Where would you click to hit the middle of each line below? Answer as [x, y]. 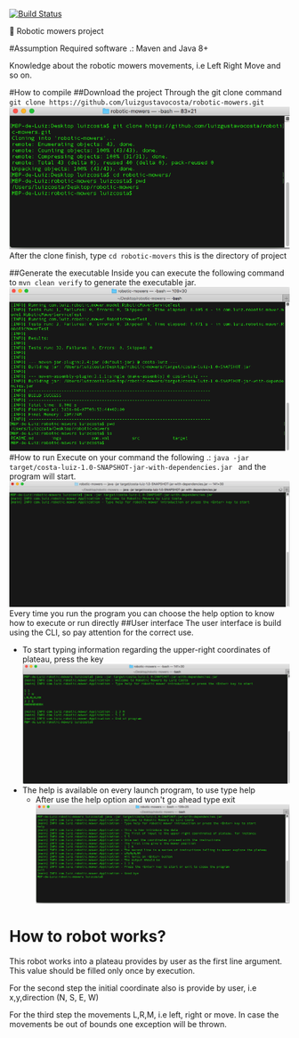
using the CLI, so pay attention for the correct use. [101, 632]
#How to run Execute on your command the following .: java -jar [129, 457]
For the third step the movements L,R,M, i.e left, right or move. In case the [144, 1014]
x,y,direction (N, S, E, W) [54, 997]
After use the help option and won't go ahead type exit [135, 799]
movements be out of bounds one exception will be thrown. [118, 1024]
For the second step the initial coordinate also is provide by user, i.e [133, 988]
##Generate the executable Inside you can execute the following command [147, 273]
